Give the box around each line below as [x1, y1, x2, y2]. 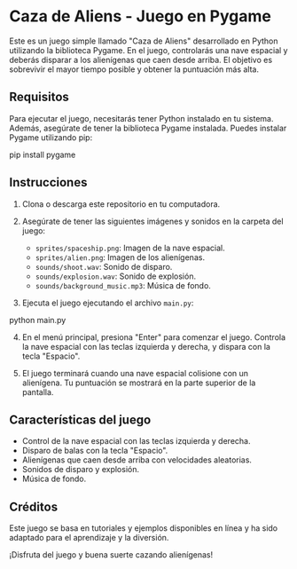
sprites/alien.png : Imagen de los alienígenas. [35, 251, 206, 263]
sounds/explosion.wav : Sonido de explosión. [35, 271, 197, 281]
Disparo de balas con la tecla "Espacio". [21, 446, 168, 456]
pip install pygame [9, 149, 76, 160]
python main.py [9, 314, 66, 325]
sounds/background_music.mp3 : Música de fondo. [35, 280, 211, 290]
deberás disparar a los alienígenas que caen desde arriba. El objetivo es [9, 54, 273, 65]
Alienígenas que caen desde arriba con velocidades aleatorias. [21, 454, 253, 465]
